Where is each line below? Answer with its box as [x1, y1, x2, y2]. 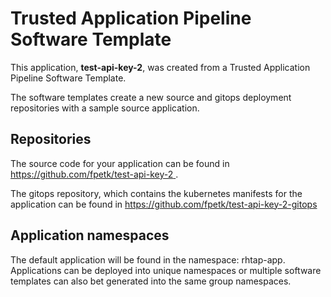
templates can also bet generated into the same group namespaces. [10, 275, 292, 287]
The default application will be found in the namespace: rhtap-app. [10, 253, 286, 266]
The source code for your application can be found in [10, 157, 230, 169]
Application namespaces [10, 227, 170, 244]
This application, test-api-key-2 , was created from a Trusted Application [10, 61, 311, 73]
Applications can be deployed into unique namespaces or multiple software [10, 264, 322, 276]
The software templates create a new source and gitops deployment [10, 91, 292, 103]
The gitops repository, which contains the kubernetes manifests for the [10, 187, 303, 199]
